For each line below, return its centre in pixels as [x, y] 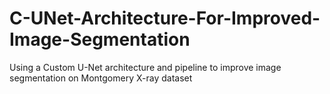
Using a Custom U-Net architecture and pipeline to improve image [145, 67]
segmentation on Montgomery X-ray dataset [101, 78]
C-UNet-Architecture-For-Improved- [165, 18]
